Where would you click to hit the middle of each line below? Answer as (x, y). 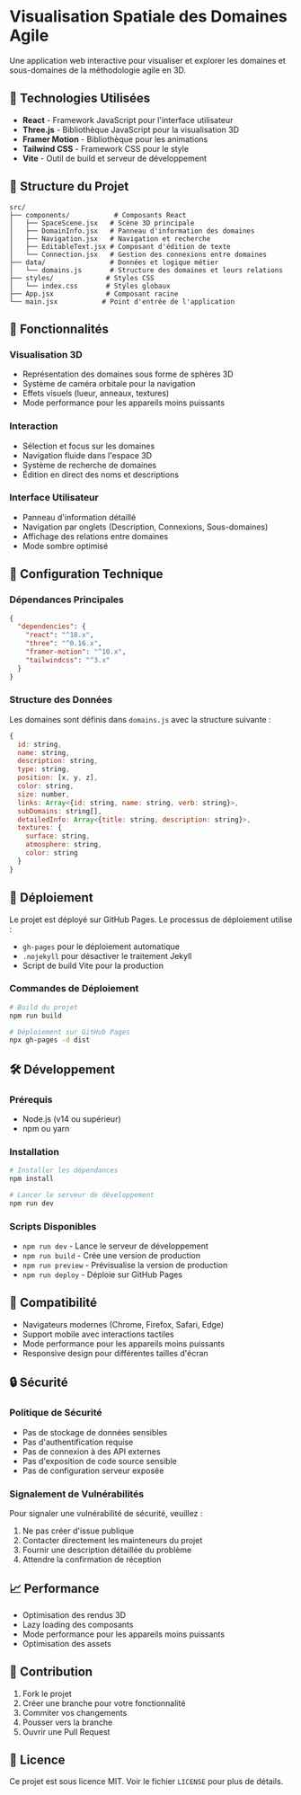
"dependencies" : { (52, 626)
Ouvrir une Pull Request (66, 1731)
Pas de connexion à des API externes (91, 1451)
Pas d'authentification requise (78, 1442)
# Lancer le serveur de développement (82, 1195)
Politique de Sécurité (56, 1413)
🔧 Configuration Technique (86, 574)
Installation (35, 1151)
